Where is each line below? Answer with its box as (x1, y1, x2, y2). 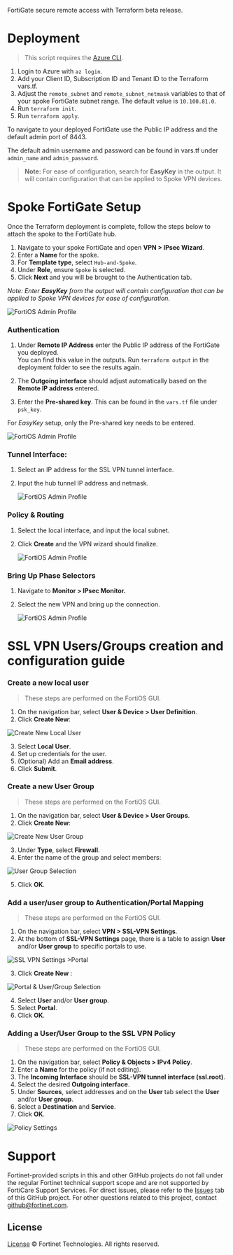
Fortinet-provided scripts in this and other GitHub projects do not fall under (7, 1171, 224, 1179)
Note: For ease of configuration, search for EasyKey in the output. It (24, 167, 222, 176)
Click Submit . (17, 764, 57, 772)
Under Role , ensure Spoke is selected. (17, 265, 126, 274)
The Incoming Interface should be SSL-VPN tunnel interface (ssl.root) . (17, 1073, 225, 1082)
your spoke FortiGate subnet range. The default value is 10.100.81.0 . (17, 97, 217, 105)
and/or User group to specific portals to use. (17, 942, 147, 951)
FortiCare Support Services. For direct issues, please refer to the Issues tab (7, 1186, 225, 1195)
